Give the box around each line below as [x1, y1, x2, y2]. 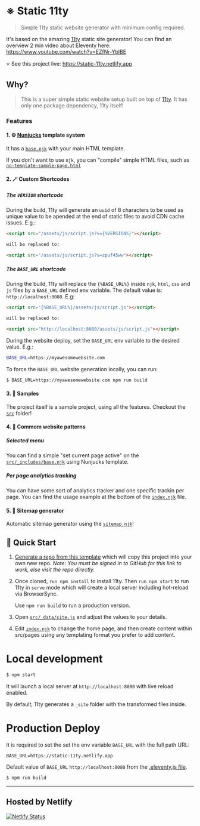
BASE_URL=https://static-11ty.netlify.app [6, 753, 113, 759]
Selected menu [6, 437, 45, 444]
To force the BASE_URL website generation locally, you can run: [6, 365, 158, 372]
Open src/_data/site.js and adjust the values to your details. [14, 614, 167, 621]
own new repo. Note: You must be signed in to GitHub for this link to [14, 560, 182, 567]
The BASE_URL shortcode [6, 265, 67, 272]
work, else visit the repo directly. [14, 566, 95, 574]
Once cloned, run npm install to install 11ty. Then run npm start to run [14, 578, 189, 585]
